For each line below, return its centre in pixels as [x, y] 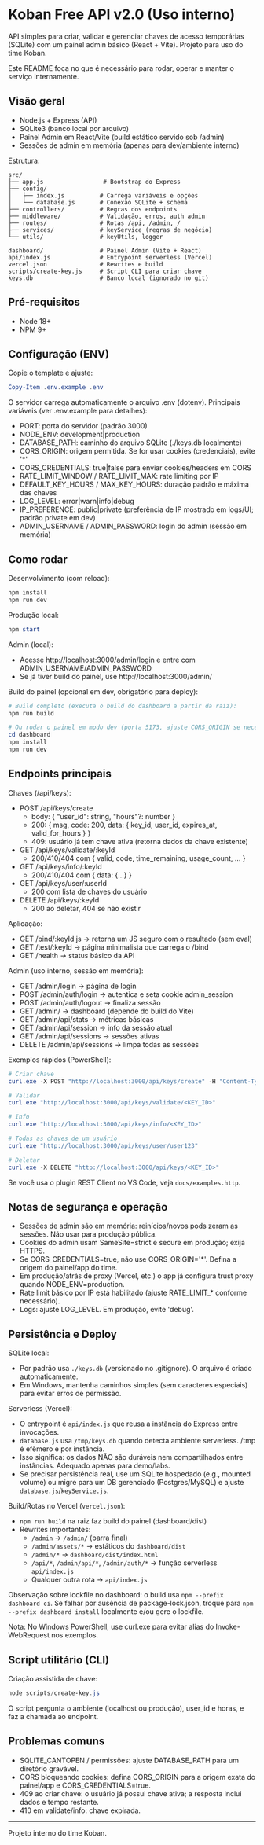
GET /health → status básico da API [77, 955]
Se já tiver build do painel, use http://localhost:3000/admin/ [116, 676]
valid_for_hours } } [61, 833]
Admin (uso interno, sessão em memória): [76, 970]
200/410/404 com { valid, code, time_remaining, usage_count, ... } [138, 858]
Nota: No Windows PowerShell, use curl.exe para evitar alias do [111, 1627]
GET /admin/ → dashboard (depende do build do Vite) [106, 1011]
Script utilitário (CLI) [59, 1660]
